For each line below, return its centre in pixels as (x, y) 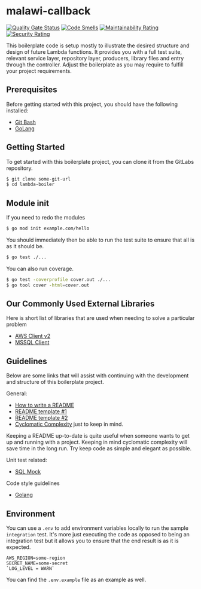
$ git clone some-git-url (38, 179)
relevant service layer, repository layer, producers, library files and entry (95, 58)
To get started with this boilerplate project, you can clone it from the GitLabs (100, 161)
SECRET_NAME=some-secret (37, 563)
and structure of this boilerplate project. (55, 382)
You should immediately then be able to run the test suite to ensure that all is (100, 240)
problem (16, 325)
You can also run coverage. (40, 268)
